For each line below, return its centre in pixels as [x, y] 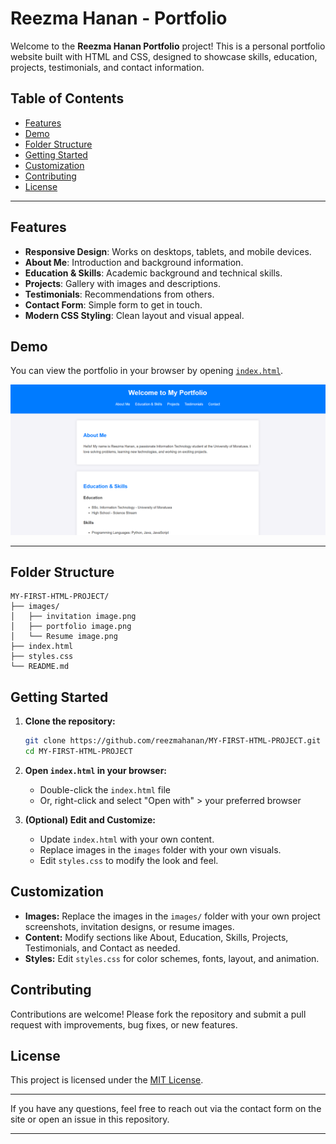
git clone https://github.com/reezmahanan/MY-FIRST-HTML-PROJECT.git [173, 741]
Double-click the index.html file [105, 789]
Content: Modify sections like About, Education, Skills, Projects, [156, 937]
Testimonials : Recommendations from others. [119, 294]
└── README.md [40, 667]
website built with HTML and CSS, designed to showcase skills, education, [164, 56]
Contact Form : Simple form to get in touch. [113, 304]
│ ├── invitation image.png [73, 617]
